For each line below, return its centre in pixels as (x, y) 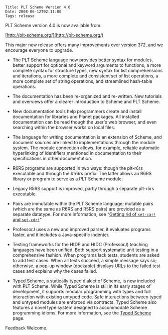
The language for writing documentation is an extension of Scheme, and (87, 137)
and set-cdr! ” (27, 219)
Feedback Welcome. (26, 328)
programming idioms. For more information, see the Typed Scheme (82, 313)
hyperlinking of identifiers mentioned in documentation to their (77, 153)
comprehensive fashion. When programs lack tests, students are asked (86, 255)
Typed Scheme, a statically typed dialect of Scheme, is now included (84, 281)
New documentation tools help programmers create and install (77, 111)
